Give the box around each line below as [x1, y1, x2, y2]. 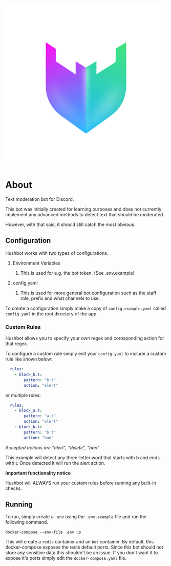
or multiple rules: [5, 392, 41, 398]
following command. [5, 519, 49, 525]
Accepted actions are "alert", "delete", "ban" [5, 444, 100, 450]
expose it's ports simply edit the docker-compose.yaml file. [5, 555, 127, 561]
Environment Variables [12, 260, 60, 266]
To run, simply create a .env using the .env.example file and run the [5, 514, 147, 520]
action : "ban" [24, 435, 54, 440]
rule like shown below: [5, 356, 53, 362]
